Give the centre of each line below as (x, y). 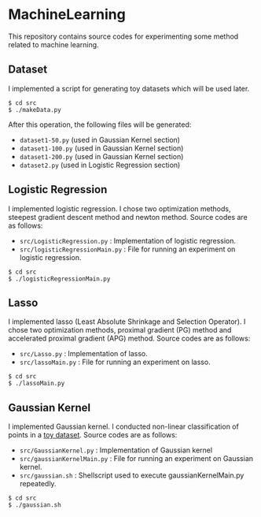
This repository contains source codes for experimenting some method (123, 36)
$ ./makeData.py (35, 110)
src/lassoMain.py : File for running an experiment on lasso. (115, 362)
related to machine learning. (54, 44)
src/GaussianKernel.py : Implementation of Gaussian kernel (116, 450)
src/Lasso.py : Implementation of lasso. (83, 354)
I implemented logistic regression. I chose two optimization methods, (119, 208)
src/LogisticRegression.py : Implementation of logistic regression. (128, 240)
